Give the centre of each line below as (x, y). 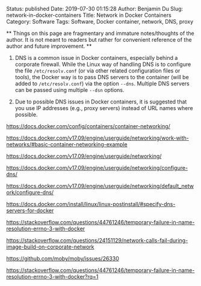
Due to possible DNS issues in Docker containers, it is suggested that (101, 102)
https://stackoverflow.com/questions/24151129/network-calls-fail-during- (97, 240)
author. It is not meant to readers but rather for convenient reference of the (99, 40)
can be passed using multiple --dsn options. (70, 90)
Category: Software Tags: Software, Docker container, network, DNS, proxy (100, 21)
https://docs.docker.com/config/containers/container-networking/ (88, 126)
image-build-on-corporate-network (50, 247)
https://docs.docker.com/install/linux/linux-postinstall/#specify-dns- (91, 204)
